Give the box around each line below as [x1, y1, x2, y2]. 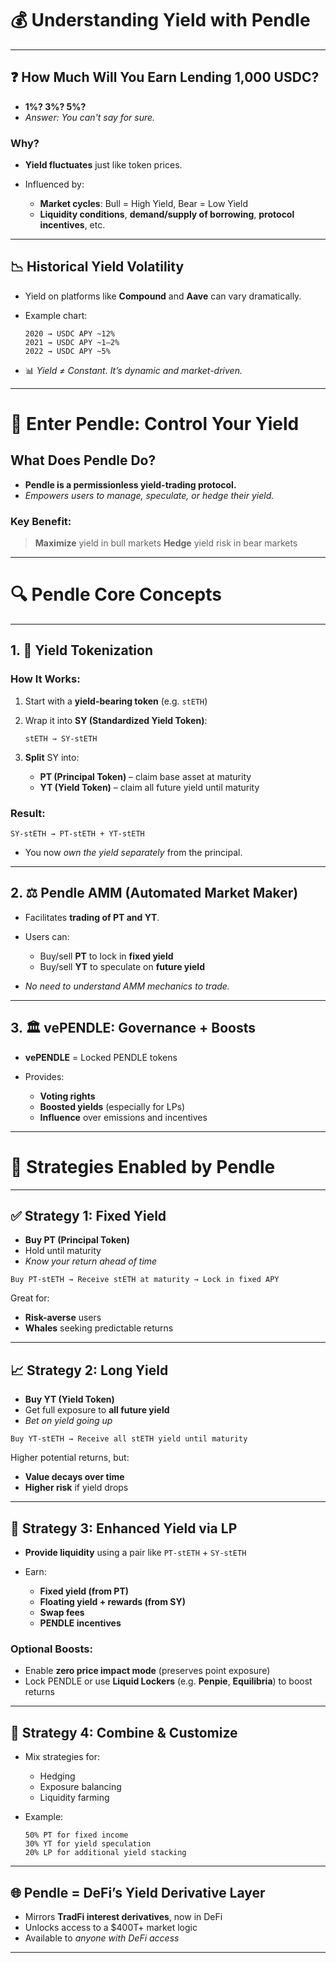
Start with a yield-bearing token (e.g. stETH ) [24, 695, 208, 707]
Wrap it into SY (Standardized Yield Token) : [24, 714, 208, 726]
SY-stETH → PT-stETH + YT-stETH [10, 829, 145, 839]
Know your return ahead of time [24, 1255, 158, 1267]
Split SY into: [24, 751, 80, 763]
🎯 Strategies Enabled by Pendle [10, 1155, 276, 1178]
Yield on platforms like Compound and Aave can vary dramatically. [24, 290, 302, 302]
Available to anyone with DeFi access [24, 1932, 180, 1944]
